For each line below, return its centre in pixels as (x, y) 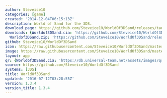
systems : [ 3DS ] (21, 70)
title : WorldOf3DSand (28, 74)
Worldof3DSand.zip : (30, 38)
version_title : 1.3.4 (28, 88)
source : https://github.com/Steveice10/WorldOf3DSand (62, 65)
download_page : (21, 28)
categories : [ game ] (25, 14)
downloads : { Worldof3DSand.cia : (39, 33)
